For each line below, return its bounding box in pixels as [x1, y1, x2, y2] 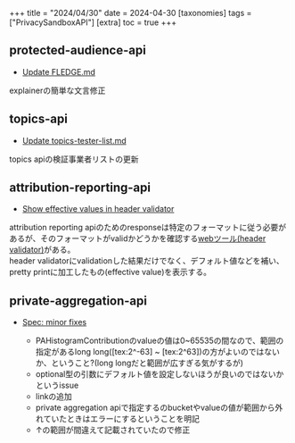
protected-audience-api [9, 43, 147, 58]
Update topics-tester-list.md [21, 135, 127, 146]
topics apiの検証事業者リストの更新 [9, 154, 139, 164]
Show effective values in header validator [21, 204, 175, 214]
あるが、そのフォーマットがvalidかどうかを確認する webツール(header [9, 233, 266, 244]
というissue [35, 380, 79, 391]
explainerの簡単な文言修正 [9, 85, 106, 96]
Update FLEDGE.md [21, 66, 96, 77]
